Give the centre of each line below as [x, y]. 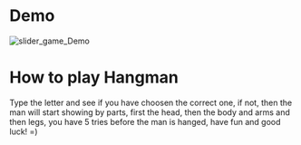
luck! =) [24, 131]
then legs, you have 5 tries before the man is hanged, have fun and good [145, 121]
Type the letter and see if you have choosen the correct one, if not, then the [151, 102]
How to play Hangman [94, 77]
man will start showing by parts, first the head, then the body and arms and [150, 112]
